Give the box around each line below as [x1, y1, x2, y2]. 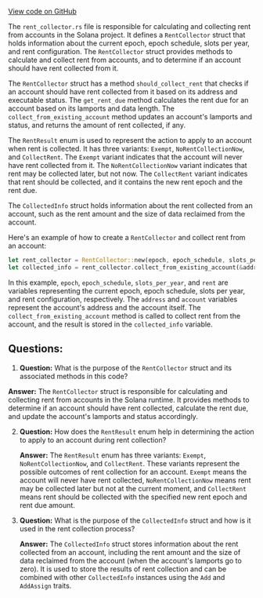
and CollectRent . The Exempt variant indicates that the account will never [8, 152, 243, 162]
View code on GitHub [8, 7, 77, 16]
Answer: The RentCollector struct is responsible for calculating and [8, 386, 228, 396]
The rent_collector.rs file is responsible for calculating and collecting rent [8, 22, 251, 31]
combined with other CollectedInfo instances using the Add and [19, 572, 225, 582]
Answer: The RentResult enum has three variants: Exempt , [19, 450, 207, 460]
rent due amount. [19, 500, 76, 509]
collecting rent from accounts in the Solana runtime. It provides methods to [8, 395, 250, 404]
